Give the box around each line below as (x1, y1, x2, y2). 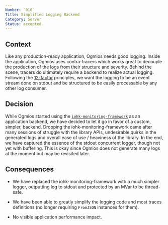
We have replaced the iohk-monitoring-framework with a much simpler (12, 178, 159, 184)
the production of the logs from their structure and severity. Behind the (5, 64, 152, 70)
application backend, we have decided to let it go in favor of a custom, (5, 119, 151, 125)
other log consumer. (5, 85, 47, 91)
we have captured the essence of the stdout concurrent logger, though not (5, 140, 160, 146)
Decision (5, 100, 34, 108)
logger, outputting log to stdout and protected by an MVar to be (12, 184, 144, 190)
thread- (145, 184, 161, 190)
